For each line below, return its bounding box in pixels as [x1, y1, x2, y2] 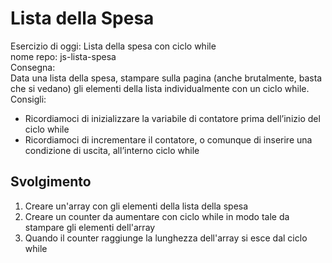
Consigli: [10, 93, 47, 105]
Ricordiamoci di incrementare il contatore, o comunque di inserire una [24, 133, 313, 146]
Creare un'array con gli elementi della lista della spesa [24, 200, 249, 212]
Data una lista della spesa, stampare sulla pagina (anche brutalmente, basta [10, 72, 323, 84]
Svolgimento [10, 173, 92, 191]
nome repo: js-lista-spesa [10, 50, 117, 62]
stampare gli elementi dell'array [24, 221, 156, 233]
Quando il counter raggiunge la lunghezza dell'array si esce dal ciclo [24, 232, 308, 244]
